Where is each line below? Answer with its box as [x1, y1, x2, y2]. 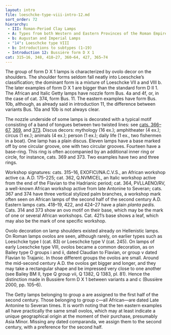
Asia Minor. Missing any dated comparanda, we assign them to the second [5, 319, 162, 325]
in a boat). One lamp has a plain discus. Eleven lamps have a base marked [5, 138, 161, 144]
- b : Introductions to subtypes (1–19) [7, 45, 93, 50]
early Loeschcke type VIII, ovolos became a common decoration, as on [5, 244, 154, 250]
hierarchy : [5, 21, 28, 27]
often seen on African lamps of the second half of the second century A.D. [5, 196, 162, 202]
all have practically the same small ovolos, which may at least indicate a [5, 308, 156, 314]
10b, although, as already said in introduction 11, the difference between [5, 101, 156, 107]
